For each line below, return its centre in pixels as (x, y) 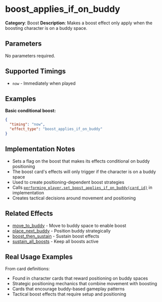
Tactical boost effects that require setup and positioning (69, 294)
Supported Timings (36, 71)
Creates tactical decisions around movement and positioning (74, 198)
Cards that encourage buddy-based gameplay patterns (68, 289)
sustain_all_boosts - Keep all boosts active (55, 241)
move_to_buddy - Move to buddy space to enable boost (69, 225)
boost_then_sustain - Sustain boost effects (56, 236)
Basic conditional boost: (30, 111)
